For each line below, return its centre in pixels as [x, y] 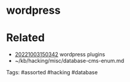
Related [25, 38]
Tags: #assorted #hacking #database [52, 72]
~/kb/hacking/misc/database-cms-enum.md [69, 61]
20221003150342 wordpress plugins [60, 54]
